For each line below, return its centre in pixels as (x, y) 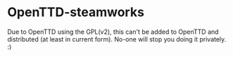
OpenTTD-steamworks (76, 12)
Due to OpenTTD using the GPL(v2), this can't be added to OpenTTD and (113, 32)
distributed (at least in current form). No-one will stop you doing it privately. (117, 39)
